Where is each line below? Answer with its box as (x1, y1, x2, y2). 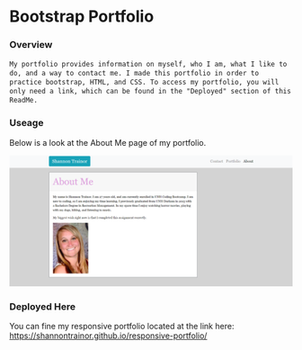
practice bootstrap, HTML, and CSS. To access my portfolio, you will (9, 78, 280, 87)
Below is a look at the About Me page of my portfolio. (9, 137, 207, 148)
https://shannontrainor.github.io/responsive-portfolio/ (9, 330, 208, 341)
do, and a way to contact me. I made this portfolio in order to (9, 69, 259, 78)
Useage (9, 117, 44, 130)
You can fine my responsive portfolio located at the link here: (9, 320, 235, 331)
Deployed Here (9, 300, 76, 312)
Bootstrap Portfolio (9, 6, 155, 27)
